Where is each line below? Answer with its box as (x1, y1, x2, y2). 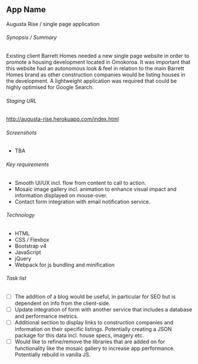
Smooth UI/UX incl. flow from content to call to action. (14, 179, 147, 186)
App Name (6, 5, 46, 15)
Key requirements (6, 161, 49, 168)
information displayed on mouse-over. (14, 191, 108, 199)
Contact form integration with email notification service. (14, 198, 151, 205)
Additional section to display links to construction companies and (14, 319, 174, 326)
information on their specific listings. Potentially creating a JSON (14, 326, 173, 333)
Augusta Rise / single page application (6, 20, 100, 27)
